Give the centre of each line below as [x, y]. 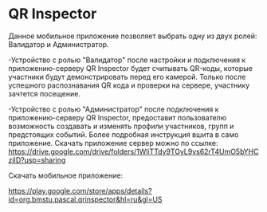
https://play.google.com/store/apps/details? [80, 190]
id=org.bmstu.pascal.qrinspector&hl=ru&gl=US [85, 199]
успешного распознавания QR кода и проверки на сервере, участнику [129, 85]
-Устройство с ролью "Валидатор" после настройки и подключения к [127, 60]
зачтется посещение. [45, 93]
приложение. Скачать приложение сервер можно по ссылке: [113, 143]
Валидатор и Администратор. [59, 44]
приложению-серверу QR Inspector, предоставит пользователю [118, 117]
